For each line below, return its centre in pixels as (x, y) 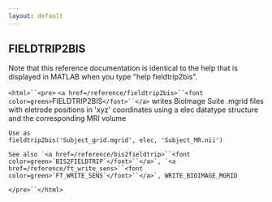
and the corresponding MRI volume (67, 118)
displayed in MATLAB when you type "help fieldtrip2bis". (103, 77)
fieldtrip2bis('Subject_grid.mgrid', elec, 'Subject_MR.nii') (116, 140)
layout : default (36, 16)
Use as (19, 133)
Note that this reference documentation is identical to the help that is (123, 68)
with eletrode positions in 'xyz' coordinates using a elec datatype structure (133, 110)
